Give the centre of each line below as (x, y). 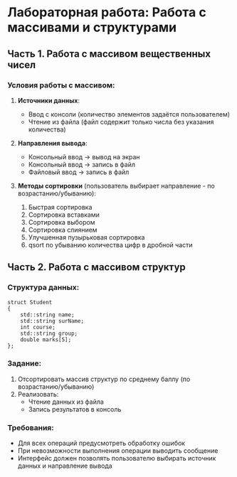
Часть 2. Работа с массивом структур (97, 267)
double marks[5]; (46, 339)
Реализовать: (38, 394)
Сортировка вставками (64, 215)
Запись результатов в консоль (75, 409)
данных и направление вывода (65, 466)
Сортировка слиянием (63, 230)
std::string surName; (52, 321)
